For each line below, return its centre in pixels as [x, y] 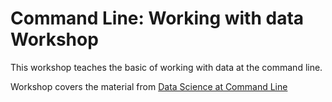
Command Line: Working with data [157, 18]
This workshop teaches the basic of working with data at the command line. [166, 67]
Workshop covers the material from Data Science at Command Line [149, 86]
